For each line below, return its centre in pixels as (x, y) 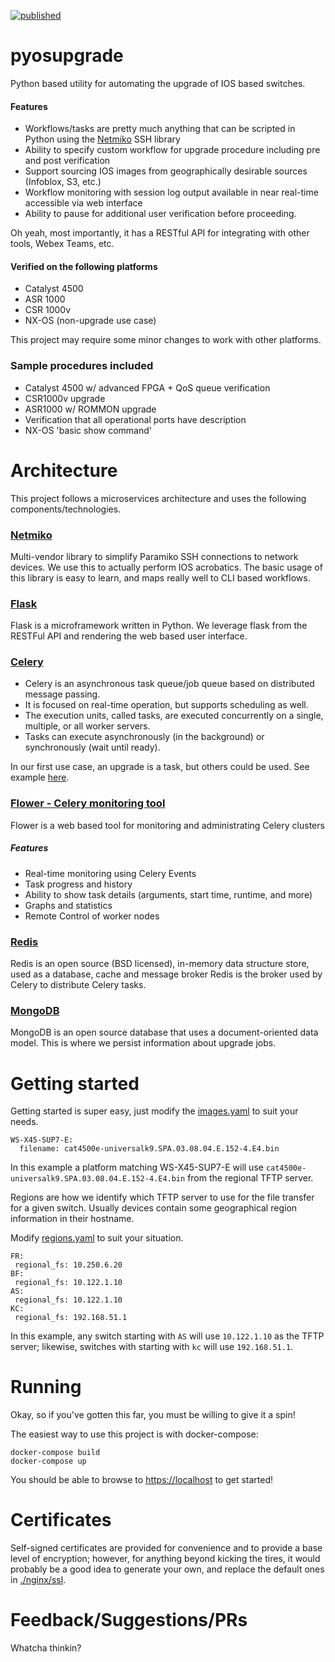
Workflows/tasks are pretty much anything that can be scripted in (160, 129)
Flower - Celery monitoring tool (88, 803)
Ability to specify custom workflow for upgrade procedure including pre (172, 150)
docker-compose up (48, 1461)
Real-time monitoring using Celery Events (110, 873)
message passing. (62, 694)
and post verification (67, 161)
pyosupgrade (67, 56)
